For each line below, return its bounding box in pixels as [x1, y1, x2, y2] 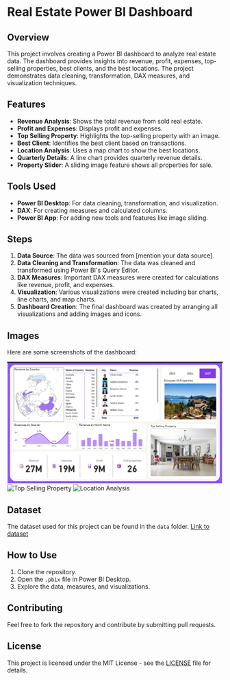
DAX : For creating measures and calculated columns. [16, 206, 168, 214]
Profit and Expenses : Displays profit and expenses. [16, 124, 163, 133]
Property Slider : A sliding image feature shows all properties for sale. [16, 161, 214, 169]
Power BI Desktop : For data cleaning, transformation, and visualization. [16, 199, 218, 207]
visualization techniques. [7, 79, 77, 87]
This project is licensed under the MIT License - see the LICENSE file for [7, 659, 211, 667]
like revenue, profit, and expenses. [16, 281, 115, 289]
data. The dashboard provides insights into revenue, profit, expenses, [7, 57, 203, 65]
